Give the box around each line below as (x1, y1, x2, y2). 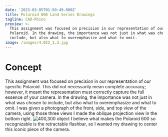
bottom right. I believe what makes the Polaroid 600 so (5, 115, 156, 121)
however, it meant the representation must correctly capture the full (5, 89, 144, 95)
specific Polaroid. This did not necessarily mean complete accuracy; (5, 83, 146, 89)
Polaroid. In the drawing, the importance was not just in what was (9, 31, 155, 36)
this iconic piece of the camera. (5, 126, 70, 132)
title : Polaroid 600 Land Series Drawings (5, 12, 95, 17)
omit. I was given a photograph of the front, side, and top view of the (5, 105, 146, 111)
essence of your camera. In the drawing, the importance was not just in (5, 94, 152, 100)
